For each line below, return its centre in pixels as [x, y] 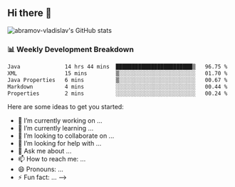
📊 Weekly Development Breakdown [70, 49]
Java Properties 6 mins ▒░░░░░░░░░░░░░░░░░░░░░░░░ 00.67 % [117, 80]
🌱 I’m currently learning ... [56, 128]
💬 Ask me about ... [45, 151]
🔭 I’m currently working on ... [60, 121]
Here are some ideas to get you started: [66, 107]
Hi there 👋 [30, 13]
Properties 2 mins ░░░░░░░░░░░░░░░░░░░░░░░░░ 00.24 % [117, 93]
